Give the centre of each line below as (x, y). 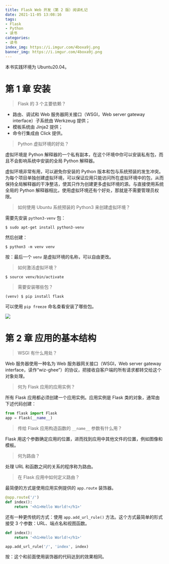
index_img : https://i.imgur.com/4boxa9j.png (53, 47)
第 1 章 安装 (28, 89)
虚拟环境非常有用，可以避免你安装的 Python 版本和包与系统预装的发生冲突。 (84, 172)
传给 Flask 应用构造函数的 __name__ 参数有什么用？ (70, 428)
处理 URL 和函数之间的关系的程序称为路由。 (51, 467)
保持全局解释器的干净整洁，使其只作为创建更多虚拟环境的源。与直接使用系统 (84, 184)
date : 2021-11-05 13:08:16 (33, 15)
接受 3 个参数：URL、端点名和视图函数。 (47, 523)
